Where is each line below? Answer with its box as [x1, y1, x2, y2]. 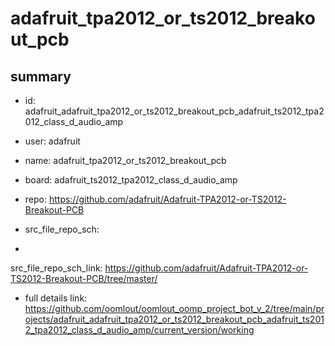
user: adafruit [24, 135, 81, 147]
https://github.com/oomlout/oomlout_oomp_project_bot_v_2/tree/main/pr [24, 303, 325, 314]
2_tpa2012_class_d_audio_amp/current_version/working [24, 324, 255, 336]
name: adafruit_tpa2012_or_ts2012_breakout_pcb [24, 155, 227, 166]
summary [10, 68, 72, 85]
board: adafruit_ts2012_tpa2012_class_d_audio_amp [24, 174, 238, 186]
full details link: [24, 292, 88, 304]
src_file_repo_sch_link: [10, 262, 103, 274]
